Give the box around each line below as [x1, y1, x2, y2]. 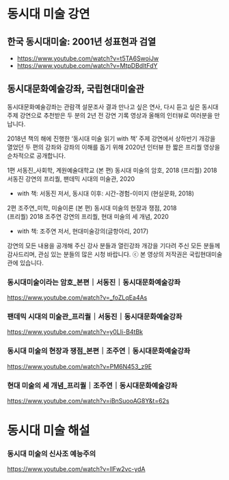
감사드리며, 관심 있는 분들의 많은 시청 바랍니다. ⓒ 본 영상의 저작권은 [7, 250, 188, 258]
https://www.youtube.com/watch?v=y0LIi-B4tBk [7, 328, 144, 336]
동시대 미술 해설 [7, 423, 90, 439]
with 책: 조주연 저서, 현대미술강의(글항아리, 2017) [16, 227, 149, 235]
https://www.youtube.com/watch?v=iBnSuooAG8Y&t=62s [7, 397, 170, 405]
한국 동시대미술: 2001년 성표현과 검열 [7, 36, 156, 47]
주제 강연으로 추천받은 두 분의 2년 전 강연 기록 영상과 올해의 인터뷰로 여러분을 [7, 111, 213, 119]
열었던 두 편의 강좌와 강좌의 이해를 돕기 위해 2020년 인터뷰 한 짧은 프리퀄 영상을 [7, 143, 221, 151]
